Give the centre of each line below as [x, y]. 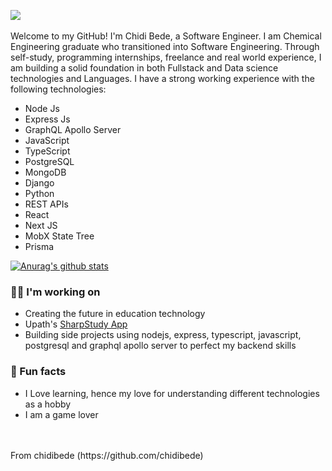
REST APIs [46, 204]
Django [39, 183]
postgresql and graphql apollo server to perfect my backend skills [160, 346]
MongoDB [45, 172]
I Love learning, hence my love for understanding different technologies [172, 393]
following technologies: [58, 89]
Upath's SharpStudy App [76, 324]
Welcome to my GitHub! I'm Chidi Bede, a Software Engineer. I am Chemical [166, 36]
